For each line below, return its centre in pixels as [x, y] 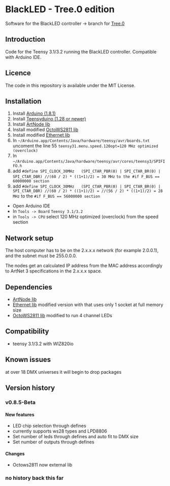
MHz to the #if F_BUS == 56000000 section [56, 196]
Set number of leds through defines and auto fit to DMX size [75, 437]
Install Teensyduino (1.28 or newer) [49, 119]
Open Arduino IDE [31, 206]
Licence [18, 73]
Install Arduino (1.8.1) [34, 113]
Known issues [28, 360]
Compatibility [27, 331]
